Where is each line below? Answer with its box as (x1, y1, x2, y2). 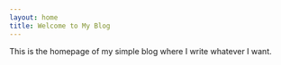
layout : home (9, 12, 59, 22)
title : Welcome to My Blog (9, 21, 111, 30)
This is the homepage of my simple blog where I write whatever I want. (9, 45, 272, 56)
